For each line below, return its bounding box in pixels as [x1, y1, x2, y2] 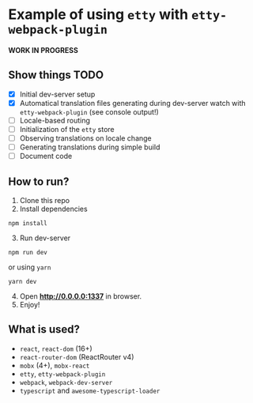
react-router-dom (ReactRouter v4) [19, 352, 134, 361]
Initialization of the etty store [19, 124, 115, 134]
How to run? [8, 175, 70, 188]
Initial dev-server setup [19, 89, 96, 99]
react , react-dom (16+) [19, 344, 93, 353]
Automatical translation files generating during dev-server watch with [19, 98, 247, 107]
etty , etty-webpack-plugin [19, 369, 106, 379]
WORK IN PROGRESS [8, 45, 79, 55]
